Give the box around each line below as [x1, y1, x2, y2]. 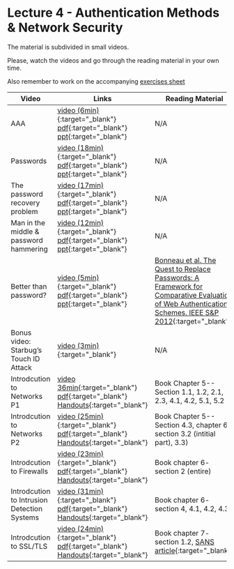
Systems [10, 513, 40, 522]
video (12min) [56, 218, 104, 227]
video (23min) [56, 448, 104, 458]
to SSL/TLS [10, 541, 47, 551]
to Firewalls [10, 466, 49, 476]
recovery [10, 197, 40, 207]
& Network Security [7, 20, 123, 36]
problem [10, 206, 38, 216]
